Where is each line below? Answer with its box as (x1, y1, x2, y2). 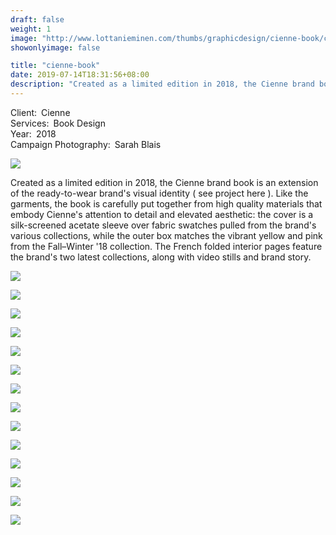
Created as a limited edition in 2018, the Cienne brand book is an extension (10, 176, 319, 188)
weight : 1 (10, 24, 52, 34)
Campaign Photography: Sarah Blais (10, 138, 162, 150)
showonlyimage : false (10, 42, 101, 53)
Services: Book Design (10, 117, 106, 129)
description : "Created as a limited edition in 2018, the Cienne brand (10, 79, 315, 90)
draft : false (10, 14, 65, 25)
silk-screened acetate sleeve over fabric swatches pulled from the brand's (10, 219, 317, 231)
